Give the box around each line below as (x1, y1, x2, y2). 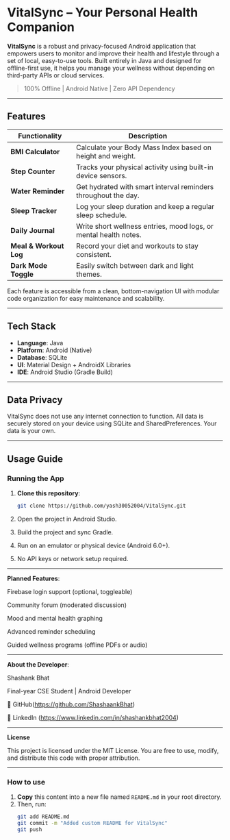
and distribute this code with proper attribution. (7, 754, 140, 762)
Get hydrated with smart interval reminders (76, 182, 214, 191)
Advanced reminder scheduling (7, 627, 96, 635)
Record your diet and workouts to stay (76, 241, 199, 251)
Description (128, 131, 168, 140)
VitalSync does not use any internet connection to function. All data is (7, 412, 204, 421)
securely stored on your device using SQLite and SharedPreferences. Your (7, 419, 217, 428)
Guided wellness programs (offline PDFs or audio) (7, 641, 148, 649)
